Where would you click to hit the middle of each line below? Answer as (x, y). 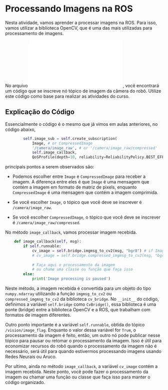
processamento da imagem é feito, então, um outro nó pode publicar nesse (83, 335)
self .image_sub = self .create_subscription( (70, 138)
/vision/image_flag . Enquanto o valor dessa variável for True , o (71, 330)
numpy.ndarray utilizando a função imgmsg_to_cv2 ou (58, 294)
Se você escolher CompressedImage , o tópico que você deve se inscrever (86, 217)
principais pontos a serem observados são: (50, 167)
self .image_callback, (54, 153)
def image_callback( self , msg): (48, 242)
